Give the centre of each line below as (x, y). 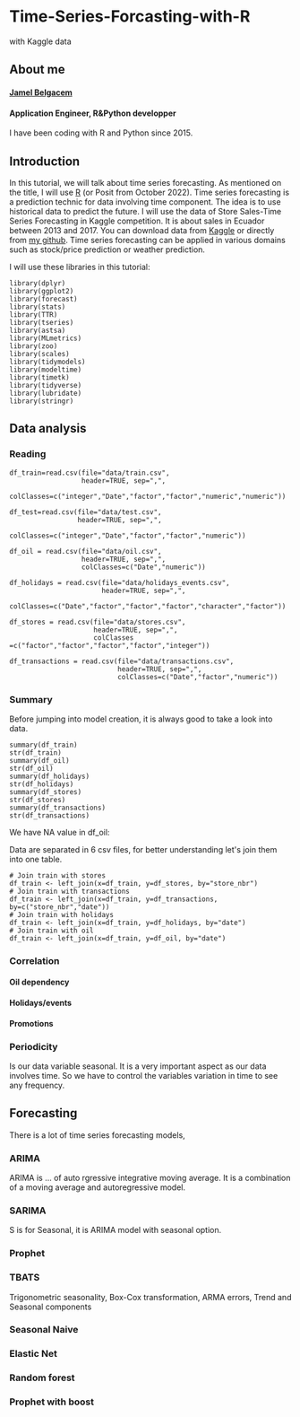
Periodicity (34, 1046)
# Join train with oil (51, 931)
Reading (28, 454)
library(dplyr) (38, 283)
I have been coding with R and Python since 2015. (101, 133)
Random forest (42, 1378)
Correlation (34, 960)
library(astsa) (38, 330)
